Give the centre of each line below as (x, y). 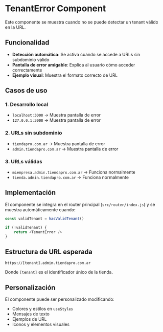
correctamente (27, 70)
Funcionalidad (27, 43)
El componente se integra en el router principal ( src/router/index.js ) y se (80, 204)
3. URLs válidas (24, 161)
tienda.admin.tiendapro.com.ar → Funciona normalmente (70, 177)
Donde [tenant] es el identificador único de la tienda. (59, 272)
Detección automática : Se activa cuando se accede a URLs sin (76, 54)
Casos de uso (26, 91)
